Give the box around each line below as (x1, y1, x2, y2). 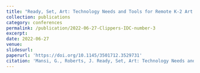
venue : (6, 42, 23, 48)
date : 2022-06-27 (6, 36, 49, 42)
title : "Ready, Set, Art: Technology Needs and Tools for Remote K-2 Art (6, 8, 193, 15)
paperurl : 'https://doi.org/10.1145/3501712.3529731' (6, 52, 143, 58)
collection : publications (6, 14, 70, 20)
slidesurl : (6, 47, 33, 53)
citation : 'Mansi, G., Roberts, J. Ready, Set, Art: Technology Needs (6, 58, 185, 64)
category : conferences (6, 19, 62, 25)
